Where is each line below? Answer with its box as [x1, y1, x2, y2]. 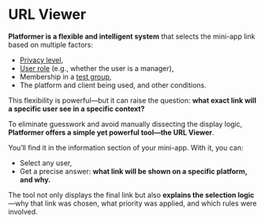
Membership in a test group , [19, 72, 112, 81]
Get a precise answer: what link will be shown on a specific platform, [19, 166, 248, 176]
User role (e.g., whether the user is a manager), [19, 63, 174, 72]
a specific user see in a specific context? [8, 104, 145, 113]
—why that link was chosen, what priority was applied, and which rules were [8, 199, 257, 208]
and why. [19, 175, 51, 184]
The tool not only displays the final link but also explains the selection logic [8, 190, 255, 199]
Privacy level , [19, 55, 64, 65]
